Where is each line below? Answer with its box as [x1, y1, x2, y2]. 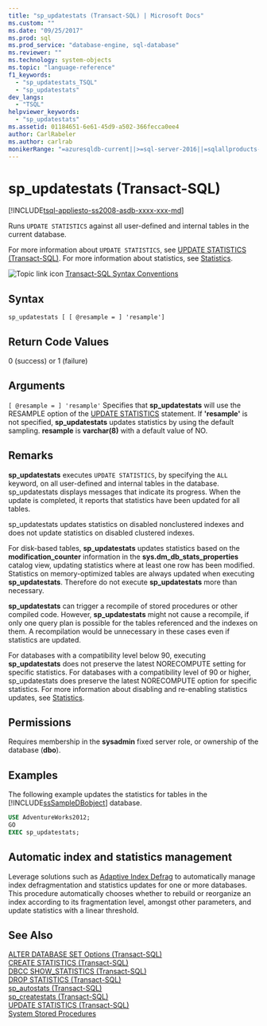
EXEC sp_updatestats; [8, 828, 80, 836]
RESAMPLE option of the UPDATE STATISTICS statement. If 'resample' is [8, 408, 248, 419]
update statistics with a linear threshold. [8, 906, 139, 915]
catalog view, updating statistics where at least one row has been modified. [8, 560, 255, 570]
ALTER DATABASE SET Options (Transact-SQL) [8, 949, 163, 959]
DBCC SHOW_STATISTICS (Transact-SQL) [8, 966, 147, 977]
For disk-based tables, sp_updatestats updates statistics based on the [8, 543, 240, 552]
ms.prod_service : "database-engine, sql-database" [8, 41, 180, 49]
